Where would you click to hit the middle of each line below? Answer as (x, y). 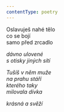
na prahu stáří (24, 79)
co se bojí (18, 36)
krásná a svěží (25, 103)
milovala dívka (24, 91)
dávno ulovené (25, 54)
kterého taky (22, 85)
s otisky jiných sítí (28, 60)
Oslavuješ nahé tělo (31, 29)
